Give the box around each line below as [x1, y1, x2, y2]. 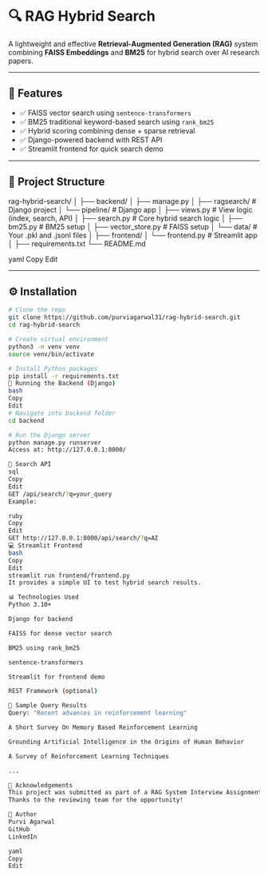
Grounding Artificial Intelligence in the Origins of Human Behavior [8, 738, 245, 746]
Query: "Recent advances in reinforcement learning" [8, 709, 187, 717]
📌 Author [8, 810, 37, 818]
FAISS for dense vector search [8, 629, 112, 637]
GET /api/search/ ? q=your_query [8, 490, 112, 498]
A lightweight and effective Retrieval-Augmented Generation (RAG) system [8, 38, 258, 49]
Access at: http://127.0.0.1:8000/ [8, 446, 127, 454]
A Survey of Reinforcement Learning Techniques [8, 752, 170, 760]
